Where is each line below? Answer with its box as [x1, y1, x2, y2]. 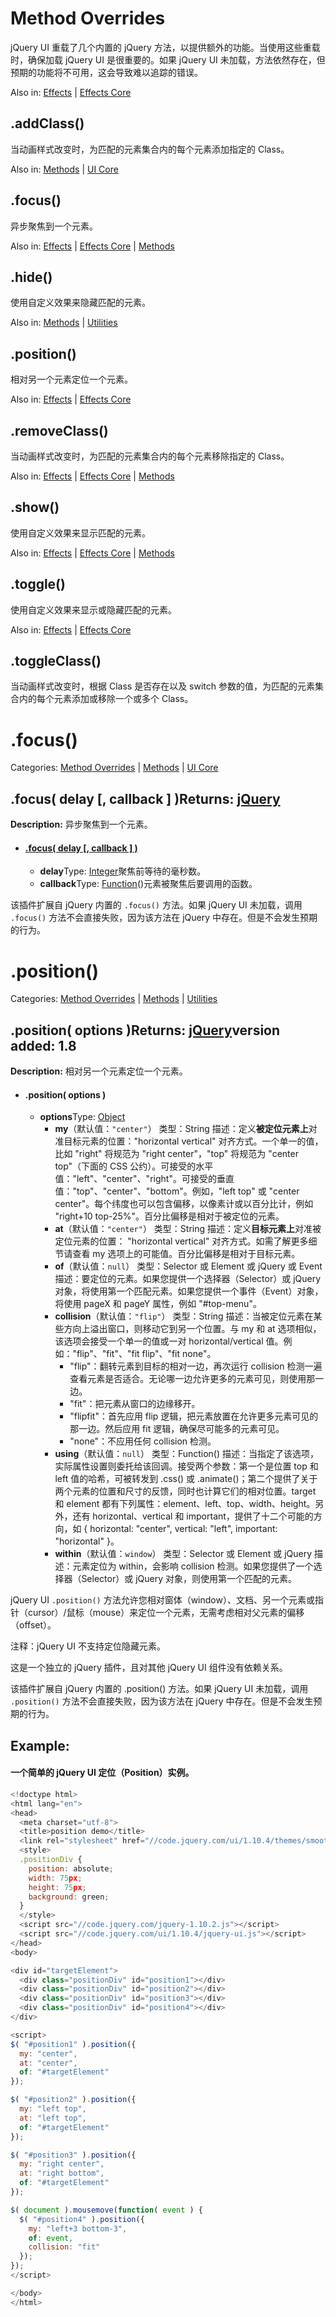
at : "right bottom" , [19, 2168, 105, 2179]
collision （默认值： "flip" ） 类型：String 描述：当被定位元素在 [54, 1310, 314, 1322]
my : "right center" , [19, 2159, 105, 2169]
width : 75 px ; [28, 1873, 83, 1883]
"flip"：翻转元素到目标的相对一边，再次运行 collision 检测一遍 [69, 1360, 323, 1372]
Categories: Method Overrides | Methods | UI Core [10, 762, 219, 774]
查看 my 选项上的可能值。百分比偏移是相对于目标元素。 [72, 1248, 301, 1260]
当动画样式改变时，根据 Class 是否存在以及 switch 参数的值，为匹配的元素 [10, 680, 315, 692]
